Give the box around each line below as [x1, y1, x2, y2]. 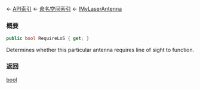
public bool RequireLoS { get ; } [6, 35, 90, 42]
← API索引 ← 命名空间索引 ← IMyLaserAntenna [6, 5, 122, 12]
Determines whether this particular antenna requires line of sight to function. [6, 47, 195, 54]
